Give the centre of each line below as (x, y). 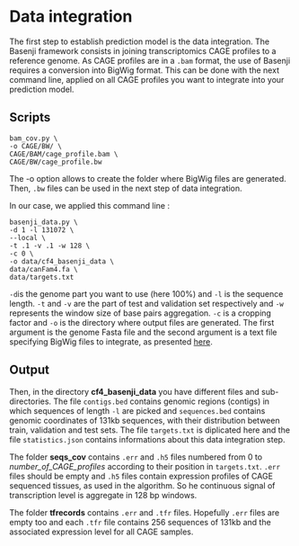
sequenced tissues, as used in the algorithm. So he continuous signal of (142, 485)
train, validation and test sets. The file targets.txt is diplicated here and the (149, 430)
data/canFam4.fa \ (44, 269)
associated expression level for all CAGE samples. (101, 532)
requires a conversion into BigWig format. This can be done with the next (145, 70)
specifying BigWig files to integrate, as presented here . (111, 341)
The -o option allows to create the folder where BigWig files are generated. (148, 178)
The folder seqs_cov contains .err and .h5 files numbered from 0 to (136, 457)
